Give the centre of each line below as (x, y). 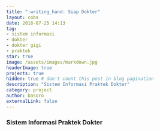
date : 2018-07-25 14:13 (36, 23)
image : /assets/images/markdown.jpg (52, 62)
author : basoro (25, 96)
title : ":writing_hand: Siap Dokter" (53, 12)
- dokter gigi (24, 46)
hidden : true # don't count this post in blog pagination (80, 79)
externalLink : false (32, 101)
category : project (29, 90)
